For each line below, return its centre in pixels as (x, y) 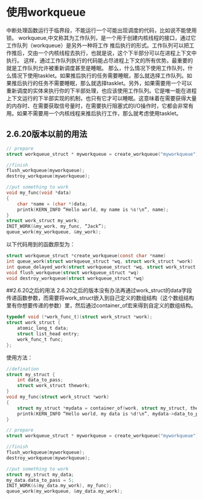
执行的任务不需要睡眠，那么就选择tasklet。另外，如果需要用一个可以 (107, 83)
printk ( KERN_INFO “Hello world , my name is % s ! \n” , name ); (93, 210)
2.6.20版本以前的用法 (47, 134)
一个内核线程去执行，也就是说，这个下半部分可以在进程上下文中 (117, 53)
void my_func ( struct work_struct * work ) (58, 397)
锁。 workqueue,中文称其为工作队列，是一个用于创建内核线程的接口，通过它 (101, 37)
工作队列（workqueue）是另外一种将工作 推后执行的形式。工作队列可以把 (98, 45)
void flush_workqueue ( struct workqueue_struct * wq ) (72, 272)
